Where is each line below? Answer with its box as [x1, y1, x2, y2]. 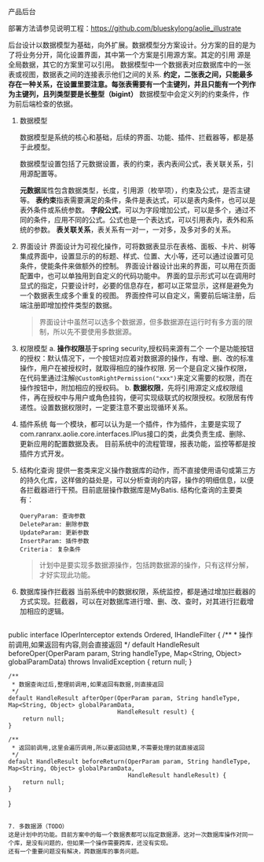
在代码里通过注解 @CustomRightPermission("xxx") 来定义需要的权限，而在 [19, 373, 253, 383]
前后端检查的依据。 [14, 99, 77, 108]
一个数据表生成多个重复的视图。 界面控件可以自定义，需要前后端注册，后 [19, 291, 256, 300]
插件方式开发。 [19, 449, 68, 458]
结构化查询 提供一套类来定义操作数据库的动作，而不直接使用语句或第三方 [19, 466, 256, 475]
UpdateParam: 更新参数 [19, 529, 90, 537]
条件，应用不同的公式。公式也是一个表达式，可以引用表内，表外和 [33, 215, 247, 224]
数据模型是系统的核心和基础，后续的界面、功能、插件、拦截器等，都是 [19, 133, 247, 141]
